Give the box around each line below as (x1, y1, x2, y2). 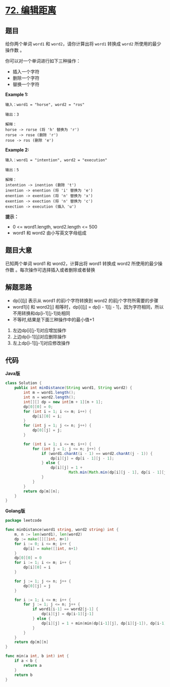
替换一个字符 (12, 82, 39, 87)
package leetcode (5, 518, 42, 523)
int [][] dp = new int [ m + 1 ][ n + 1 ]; (23, 399, 103, 404)
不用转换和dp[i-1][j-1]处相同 (12, 310, 70, 316)
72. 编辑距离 (5, 5, 57, 16)
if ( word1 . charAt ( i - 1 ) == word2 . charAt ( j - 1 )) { (41, 451, 153, 456)
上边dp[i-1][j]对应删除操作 (12, 333, 67, 339)
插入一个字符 (12, 69, 39, 74)
